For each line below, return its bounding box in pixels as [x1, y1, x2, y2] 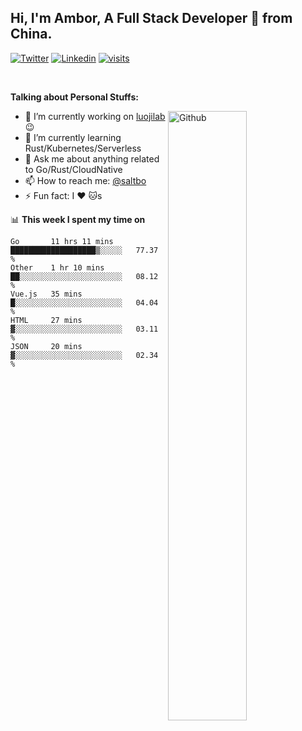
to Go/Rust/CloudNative [24, 163, 123, 175]
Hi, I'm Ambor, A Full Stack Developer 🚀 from [10, 10, 293, 27]
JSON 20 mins [10, 341, 83, 351]
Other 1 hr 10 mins [10, 262, 105, 273]
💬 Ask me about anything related [24, 152, 160, 165]
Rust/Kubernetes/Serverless [24, 142, 142, 154]
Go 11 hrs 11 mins [10, 236, 114, 246]
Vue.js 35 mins [10, 289, 83, 299]
